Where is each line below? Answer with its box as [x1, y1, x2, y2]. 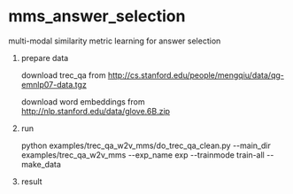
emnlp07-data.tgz [20, 79, 88, 89]
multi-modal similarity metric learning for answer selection [8, 35, 221, 46]
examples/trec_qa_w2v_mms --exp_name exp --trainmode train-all [20, 149, 265, 160]
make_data [20, 159, 61, 169]
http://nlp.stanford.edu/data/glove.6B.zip [20, 105, 170, 116]
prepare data [20, 52, 69, 63]
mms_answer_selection [8, 6, 186, 27]
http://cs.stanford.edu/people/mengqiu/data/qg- [107, 69, 284, 81]
